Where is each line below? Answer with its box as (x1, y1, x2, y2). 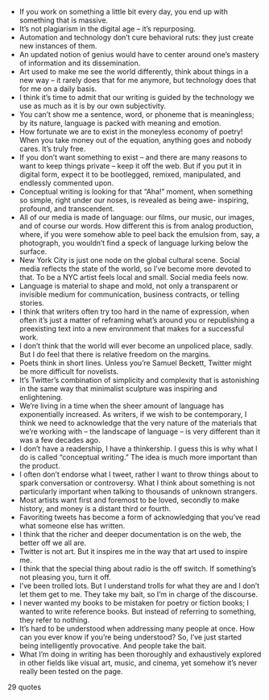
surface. (19, 247, 48, 256)
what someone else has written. (19, 521, 126, 531)
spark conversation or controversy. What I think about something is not (19, 478, 255, 487)
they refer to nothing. (19, 615, 90, 624)
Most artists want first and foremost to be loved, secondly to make (19, 495, 240, 505)
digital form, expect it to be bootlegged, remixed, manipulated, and (19, 169, 241, 179)
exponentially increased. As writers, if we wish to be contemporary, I (19, 410, 247, 419)
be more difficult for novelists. (19, 367, 119, 376)
